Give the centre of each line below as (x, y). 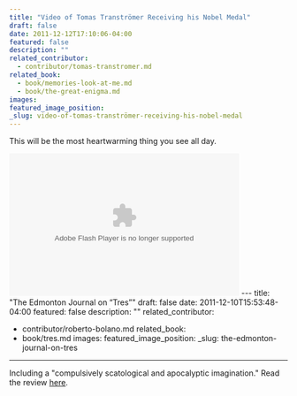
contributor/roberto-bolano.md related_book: (104, 329)
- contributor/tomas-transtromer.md (84, 67)
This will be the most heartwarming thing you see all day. (113, 141)
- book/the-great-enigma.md (69, 91)
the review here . (39, 383)
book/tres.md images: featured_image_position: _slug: (120, 339)
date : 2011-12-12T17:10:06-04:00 (71, 34)
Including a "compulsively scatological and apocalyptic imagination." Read (145, 373)
